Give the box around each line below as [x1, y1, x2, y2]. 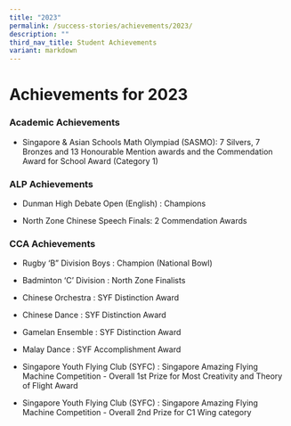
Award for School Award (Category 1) [21, 155, 158, 166]
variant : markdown [9, 46, 77, 55]
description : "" [9, 29, 69, 38]
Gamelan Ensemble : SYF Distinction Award [21, 327, 182, 338]
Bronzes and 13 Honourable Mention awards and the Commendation [21, 146, 273, 157]
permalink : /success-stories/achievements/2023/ [9, 21, 193, 30]
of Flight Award [21, 381, 78, 391]
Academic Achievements [9, 117, 120, 129]
